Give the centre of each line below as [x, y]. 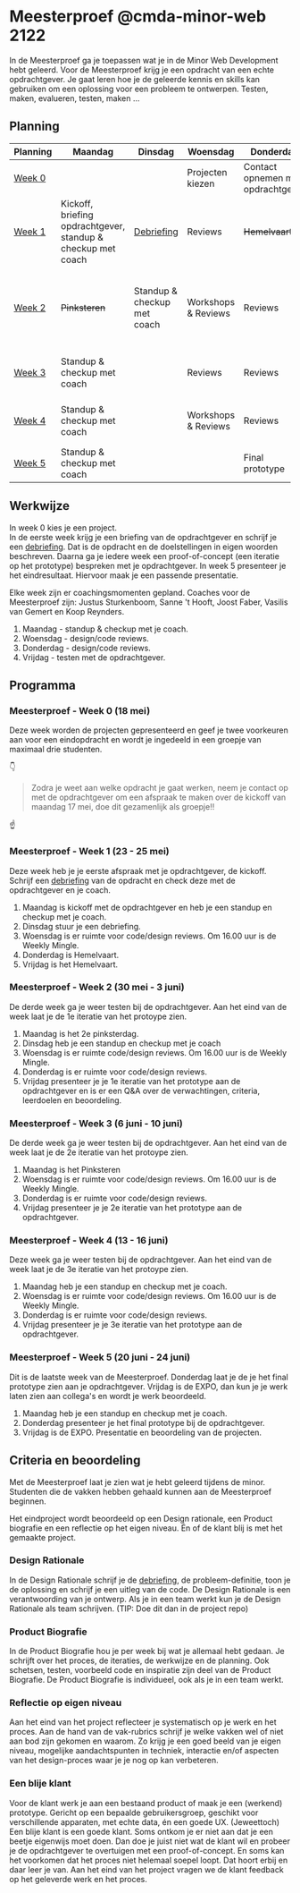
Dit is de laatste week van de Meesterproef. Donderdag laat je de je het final [149, 1377]
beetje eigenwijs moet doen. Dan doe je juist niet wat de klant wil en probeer [150, 1841]
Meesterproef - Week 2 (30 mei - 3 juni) [97, 988]
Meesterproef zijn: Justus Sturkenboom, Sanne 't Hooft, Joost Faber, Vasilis [149, 602]
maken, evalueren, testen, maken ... [75, 98]
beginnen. [28, 1501]
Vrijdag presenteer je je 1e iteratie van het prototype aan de [131, 1081]
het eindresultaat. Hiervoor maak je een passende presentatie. [124, 575]
